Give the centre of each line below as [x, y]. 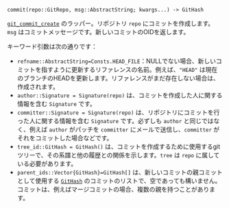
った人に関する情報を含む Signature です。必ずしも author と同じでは [115, 121]
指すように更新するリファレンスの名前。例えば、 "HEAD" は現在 [129, 69]
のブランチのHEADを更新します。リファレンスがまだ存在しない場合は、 [118, 78]
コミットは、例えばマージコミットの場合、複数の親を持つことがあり [113, 189]
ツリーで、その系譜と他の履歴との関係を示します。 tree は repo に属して [118, 155]
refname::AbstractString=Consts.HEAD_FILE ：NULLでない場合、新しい [116, 61]
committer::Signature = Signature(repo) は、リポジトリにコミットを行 [118, 112]
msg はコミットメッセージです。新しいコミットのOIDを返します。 [98, 32]
